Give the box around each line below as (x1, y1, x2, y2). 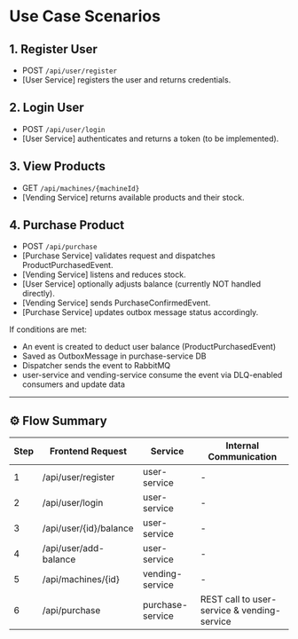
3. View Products (9, 159, 106, 174)
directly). (21, 288, 56, 299)
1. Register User (9, 42, 98, 57)
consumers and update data (21, 379, 126, 390)
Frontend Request (50, 446, 127, 458)
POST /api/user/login (21, 123, 106, 134)
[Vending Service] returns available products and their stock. (21, 192, 245, 202)
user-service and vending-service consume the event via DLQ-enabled (21, 370, 283, 381)
